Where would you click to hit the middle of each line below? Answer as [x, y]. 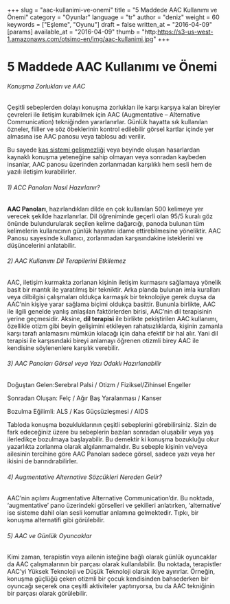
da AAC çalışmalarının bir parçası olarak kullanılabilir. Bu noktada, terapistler [114, 564]
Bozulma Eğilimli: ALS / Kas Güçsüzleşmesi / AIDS [78, 411]
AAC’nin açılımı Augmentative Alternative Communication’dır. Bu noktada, [111, 498]
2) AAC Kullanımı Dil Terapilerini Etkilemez [67, 261]
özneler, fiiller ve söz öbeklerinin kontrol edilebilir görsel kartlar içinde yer [111, 129]
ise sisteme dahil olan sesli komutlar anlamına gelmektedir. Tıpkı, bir [103, 513]
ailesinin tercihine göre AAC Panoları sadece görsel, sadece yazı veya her [111, 454]
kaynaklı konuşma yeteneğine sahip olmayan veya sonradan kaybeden [107, 157]
